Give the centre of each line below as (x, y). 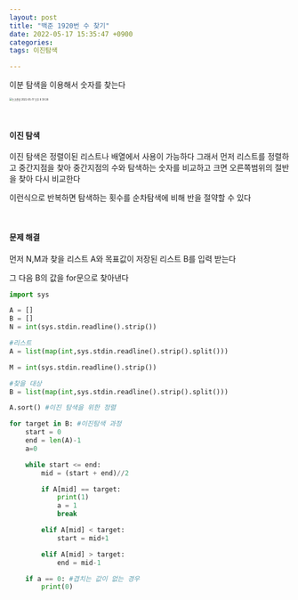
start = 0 (44, 433)
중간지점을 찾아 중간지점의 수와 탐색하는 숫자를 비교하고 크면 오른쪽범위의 (145, 168)
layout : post (33, 17)
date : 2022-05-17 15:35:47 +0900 (71, 34)
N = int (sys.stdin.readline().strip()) (83, 327)
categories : (31, 42)
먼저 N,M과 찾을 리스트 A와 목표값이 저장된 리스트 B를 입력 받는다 (123, 258)
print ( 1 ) (73, 498)
